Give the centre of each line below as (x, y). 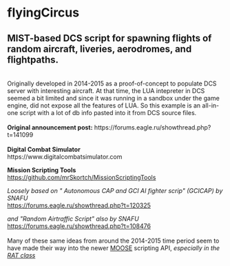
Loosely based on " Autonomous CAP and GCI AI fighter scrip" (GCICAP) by (115, 191)
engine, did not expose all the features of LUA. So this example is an (104, 105)
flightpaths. (33, 60)
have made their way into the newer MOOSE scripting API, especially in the (114, 248)
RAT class (21, 255)
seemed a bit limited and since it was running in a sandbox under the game (114, 98)
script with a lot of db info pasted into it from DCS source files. (108, 113)
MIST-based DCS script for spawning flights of (109, 38)
